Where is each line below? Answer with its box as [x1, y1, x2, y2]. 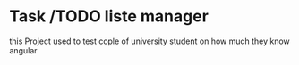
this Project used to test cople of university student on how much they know [9, 36, 291, 46]
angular [9, 45, 38, 55]
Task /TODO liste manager [9, 6, 209, 27]
